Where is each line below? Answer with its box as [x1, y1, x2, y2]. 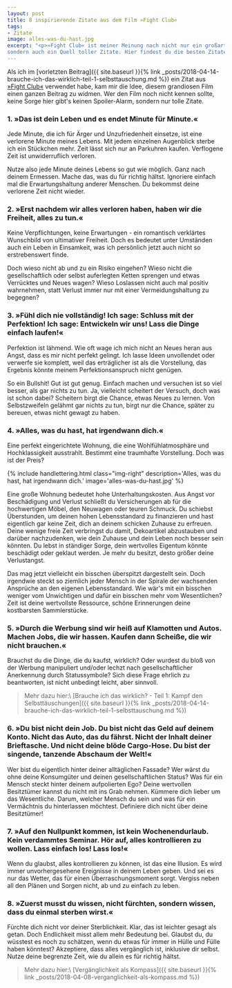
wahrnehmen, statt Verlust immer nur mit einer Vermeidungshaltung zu [7, 286, 209, 294]
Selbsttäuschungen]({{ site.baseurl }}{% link [23, 699, 151, 708]
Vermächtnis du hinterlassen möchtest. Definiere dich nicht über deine [7, 802, 209, 810]
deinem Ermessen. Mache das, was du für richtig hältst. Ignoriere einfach [7, 173, 216, 181]
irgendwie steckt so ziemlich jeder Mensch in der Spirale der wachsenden [7, 577, 218, 585]
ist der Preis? [7, 456, 45, 465]
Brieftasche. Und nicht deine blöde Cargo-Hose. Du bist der [7, 741, 211, 750]
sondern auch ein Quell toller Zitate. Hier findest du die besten [7, 49, 206, 56]
